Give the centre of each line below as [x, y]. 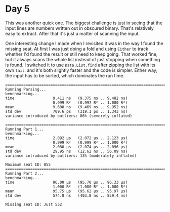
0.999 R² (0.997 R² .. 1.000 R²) [90, 102]
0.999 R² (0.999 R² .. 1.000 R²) [90, 142]
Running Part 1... [25, 129]
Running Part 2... [25, 173]
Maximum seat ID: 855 [28, 164]
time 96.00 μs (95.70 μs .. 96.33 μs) [67, 182]
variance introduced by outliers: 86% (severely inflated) [69, 116]
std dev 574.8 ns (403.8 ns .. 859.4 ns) [67, 195]
